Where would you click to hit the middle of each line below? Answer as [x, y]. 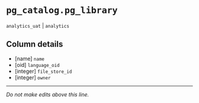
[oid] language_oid [37, 65]
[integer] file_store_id [43, 71]
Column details [35, 44]
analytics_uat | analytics [38, 25]
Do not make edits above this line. [48, 94]
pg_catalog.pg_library [62, 10]
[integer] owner [33, 77]
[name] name [29, 59]
